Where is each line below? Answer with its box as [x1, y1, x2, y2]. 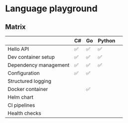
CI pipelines [7, 102, 36, 109]
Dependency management [7, 62, 69, 68]
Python [97, 38, 116, 44]
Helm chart [7, 94, 34, 100]
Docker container [7, 86, 48, 92]
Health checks [7, 110, 41, 117]
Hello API [7, 45, 29, 52]
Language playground [5, 3, 98, 14]
